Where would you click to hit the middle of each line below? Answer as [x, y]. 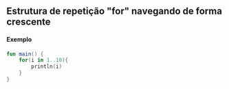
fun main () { [25, 54]
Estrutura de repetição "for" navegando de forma [115, 11]
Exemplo [19, 39]
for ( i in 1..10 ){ [44, 60]
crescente [29, 22]
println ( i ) [47, 67]
